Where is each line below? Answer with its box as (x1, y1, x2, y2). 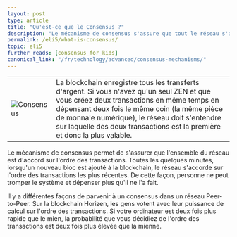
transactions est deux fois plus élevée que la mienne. (7, 222, 162, 230)
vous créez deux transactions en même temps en (56, 95, 219, 105)
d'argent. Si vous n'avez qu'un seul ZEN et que (56, 86, 212, 96)
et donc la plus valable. (56, 130, 133, 140)
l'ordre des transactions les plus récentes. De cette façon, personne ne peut (7, 170, 229, 179)
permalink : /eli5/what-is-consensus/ (7, 37, 119, 44)
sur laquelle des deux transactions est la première (56, 121, 221, 131)
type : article (7, 17, 49, 24)
